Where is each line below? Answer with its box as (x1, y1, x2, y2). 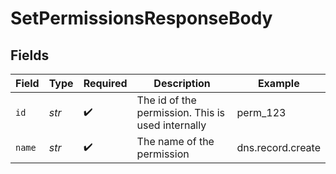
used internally (136, 118, 207, 132)
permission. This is (136, 106, 226, 119)
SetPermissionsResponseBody (10, 7, 273, 30)
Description (153, 77, 211, 90)
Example (257, 77, 300, 90)
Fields (10, 47, 50, 64)
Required (83, 77, 128, 90)
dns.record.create (236, 141, 321, 154)
